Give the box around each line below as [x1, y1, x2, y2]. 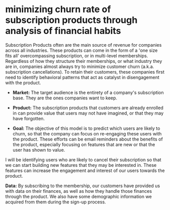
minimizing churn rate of [5, 4, 111, 15]
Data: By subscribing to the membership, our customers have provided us [5, 183, 160, 189]
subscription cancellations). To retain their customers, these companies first [5, 68, 165, 75]
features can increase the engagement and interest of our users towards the [5, 167, 165, 173]
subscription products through [5, 14, 138, 26]
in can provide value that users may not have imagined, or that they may [12, 110, 164, 116]
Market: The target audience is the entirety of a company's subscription [12, 89, 164, 95]
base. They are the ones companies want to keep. [12, 95, 118, 101]
